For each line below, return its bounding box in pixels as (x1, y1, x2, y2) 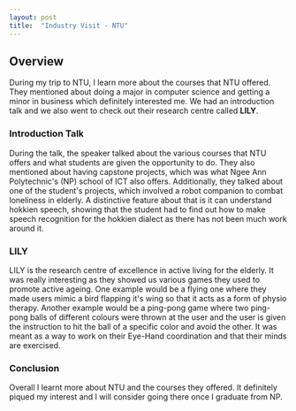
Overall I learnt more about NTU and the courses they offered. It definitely (9, 382, 278, 393)
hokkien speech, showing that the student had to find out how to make (9, 204, 266, 215)
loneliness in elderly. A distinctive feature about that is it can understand (9, 194, 272, 205)
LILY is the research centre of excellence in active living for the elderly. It (9, 264, 274, 275)
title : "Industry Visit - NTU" (9, 21, 128, 30)
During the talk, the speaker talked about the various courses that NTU (9, 148, 267, 158)
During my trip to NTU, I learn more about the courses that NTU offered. (9, 77, 271, 88)
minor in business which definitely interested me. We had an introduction (9, 96, 275, 107)
